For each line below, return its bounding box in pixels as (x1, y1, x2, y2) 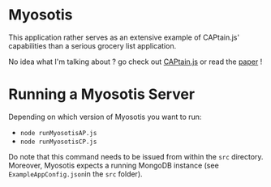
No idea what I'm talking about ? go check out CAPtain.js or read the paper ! (8, 57, 263, 66)
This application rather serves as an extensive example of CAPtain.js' (8, 32, 240, 42)
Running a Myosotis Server (8, 85, 196, 104)
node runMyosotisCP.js (19, 138, 97, 146)
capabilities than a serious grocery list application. (8, 40, 177, 50)
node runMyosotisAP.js (19, 129, 97, 137)
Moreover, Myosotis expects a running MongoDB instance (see (8, 160, 219, 170)
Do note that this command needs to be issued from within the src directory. (8, 151, 264, 161)
